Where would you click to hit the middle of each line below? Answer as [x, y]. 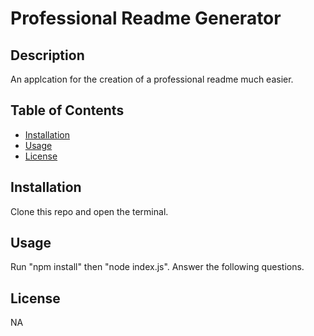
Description [47, 55]
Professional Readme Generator [146, 18]
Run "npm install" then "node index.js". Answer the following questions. [157, 267]
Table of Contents [67, 110]
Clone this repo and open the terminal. [89, 211]
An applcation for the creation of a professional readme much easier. [152, 79]
